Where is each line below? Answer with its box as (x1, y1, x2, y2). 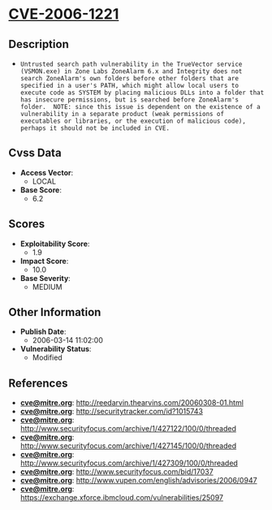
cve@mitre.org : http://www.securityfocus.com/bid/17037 (19, 467, 214, 477)
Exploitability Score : (19, 239, 90, 249)
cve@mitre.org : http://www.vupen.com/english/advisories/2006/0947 (19, 476, 257, 486)
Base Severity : (19, 273, 71, 283)
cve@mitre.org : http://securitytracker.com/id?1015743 (19, 407, 203, 417)
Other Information (8, 305, 101, 319)
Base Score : (19, 184, 63, 195)
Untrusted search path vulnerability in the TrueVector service (19, 60, 243, 68)
